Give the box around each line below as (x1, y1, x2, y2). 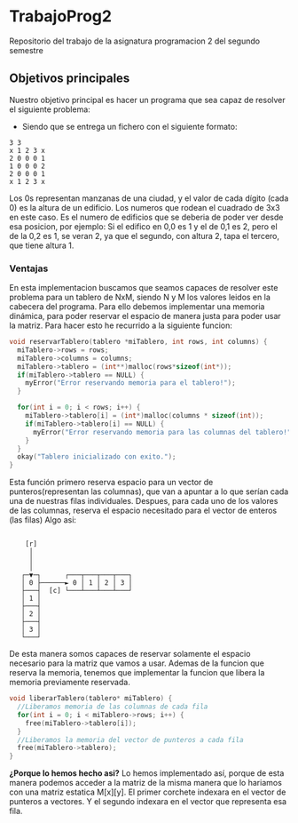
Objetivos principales (9, 71, 130, 86)
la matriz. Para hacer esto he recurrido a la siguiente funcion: (9, 320, 232, 331)
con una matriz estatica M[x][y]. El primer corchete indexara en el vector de (9, 787, 286, 797)
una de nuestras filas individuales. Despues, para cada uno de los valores (9, 496, 278, 507)
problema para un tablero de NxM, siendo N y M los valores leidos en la (9, 292, 271, 303)
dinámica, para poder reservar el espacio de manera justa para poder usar (9, 311, 281, 322)
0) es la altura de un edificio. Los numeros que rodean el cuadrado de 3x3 (9, 202, 281, 212)
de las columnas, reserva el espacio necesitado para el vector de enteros (9, 505, 278, 516)
